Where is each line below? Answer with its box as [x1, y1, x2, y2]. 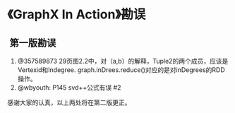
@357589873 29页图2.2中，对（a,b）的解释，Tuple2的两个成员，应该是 [17, 57, 229, 65]
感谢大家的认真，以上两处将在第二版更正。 [7, 98, 131, 107]
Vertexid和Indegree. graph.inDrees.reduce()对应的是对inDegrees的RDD [17, 66, 226, 74]
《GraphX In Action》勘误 [7, 6, 146, 23]
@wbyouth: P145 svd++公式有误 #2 [17, 83, 121, 92]
